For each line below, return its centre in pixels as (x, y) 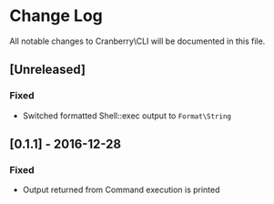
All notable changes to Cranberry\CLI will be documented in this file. (137, 41)
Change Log (56, 16)
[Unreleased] (48, 70)
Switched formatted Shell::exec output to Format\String (127, 116)
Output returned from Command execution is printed (121, 190)
